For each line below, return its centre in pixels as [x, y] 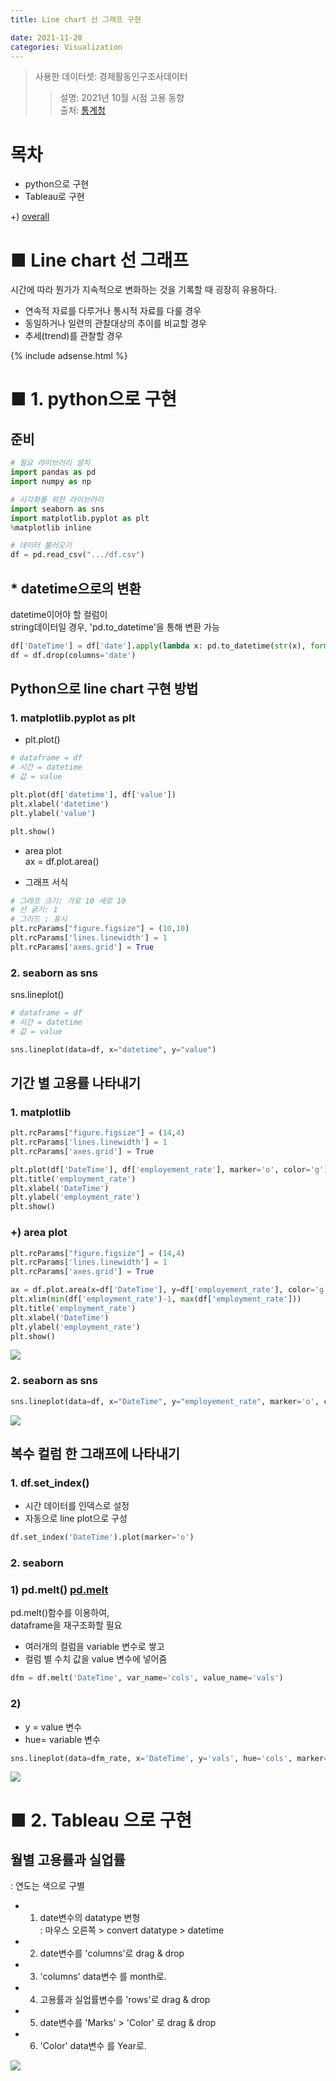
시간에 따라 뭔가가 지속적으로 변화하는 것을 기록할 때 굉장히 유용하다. [143, 290]
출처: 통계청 [82, 110]
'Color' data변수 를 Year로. [93, 2046]
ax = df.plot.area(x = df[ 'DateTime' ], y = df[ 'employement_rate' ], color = [162, 1290]
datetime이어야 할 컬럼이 [59, 614]
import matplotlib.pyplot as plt [80, 518]
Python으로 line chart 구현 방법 [104, 689]
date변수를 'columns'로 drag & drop [112, 1953]
